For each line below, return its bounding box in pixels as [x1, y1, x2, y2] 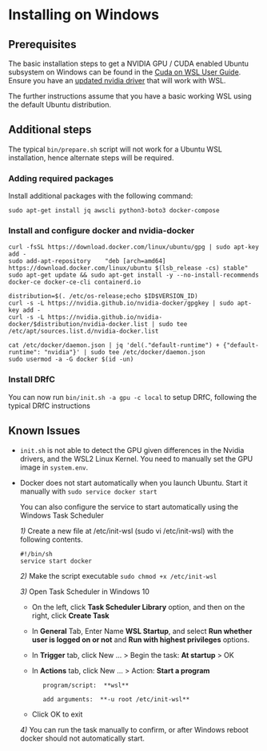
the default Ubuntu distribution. [8, 100, 112, 109]
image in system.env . [19, 462, 89, 472]
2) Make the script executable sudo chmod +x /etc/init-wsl [19, 571, 217, 580]
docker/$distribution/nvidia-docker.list [8, 321, 149, 329]
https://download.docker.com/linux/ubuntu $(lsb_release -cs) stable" [8, 264, 249, 273]
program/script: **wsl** [42, 681, 130, 689]
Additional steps [8, 123, 92, 137]
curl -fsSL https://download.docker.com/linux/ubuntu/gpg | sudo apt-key [8, 243, 260, 252]
